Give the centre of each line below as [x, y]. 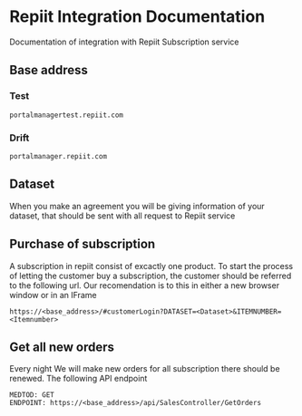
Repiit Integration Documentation [137, 17]
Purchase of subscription [83, 244]
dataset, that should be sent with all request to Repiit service [122, 216]
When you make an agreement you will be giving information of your [137, 206]
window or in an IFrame [53, 295]
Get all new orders [62, 347]
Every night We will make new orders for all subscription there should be [145, 369]
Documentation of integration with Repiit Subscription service [124, 42]
